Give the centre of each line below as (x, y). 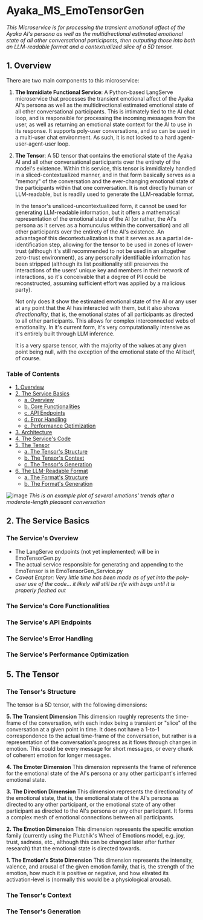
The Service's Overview (42, 539)
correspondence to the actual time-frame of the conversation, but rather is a (101, 736)
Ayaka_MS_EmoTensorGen (75, 11)
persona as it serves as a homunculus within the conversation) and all (102, 225)
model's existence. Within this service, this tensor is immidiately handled (105, 168)
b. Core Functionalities (52, 406)
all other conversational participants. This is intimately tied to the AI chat (105, 111)
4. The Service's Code (43, 439)
